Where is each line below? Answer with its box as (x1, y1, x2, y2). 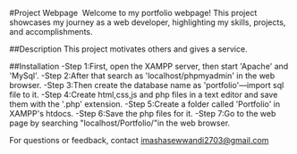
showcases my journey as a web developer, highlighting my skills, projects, (9, 17, 286, 28)
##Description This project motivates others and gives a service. (9, 44, 248, 54)
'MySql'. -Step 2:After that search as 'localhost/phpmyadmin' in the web (9, 70, 276, 81)
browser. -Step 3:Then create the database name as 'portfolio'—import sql (9, 80, 284, 90)
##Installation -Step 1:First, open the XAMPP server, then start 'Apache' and (9, 61, 289, 71)
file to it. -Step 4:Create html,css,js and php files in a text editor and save (9, 89, 278, 100)
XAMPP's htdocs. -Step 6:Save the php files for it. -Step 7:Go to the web (9, 109, 276, 118)
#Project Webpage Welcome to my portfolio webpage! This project (9, 8, 258, 18)
